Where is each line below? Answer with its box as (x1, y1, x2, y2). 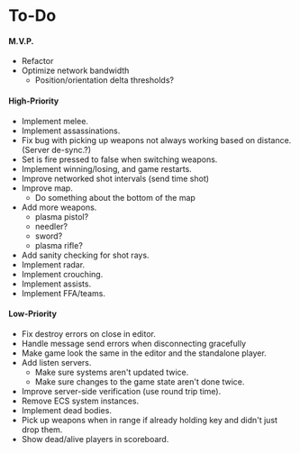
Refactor (21, 56, 54, 67)
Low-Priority (8, 308, 58, 320)
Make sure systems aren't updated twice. (34, 367, 189, 377)
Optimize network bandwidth (21, 65, 130, 77)
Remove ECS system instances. (21, 395, 140, 406)
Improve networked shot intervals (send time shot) (21, 173, 209, 184)
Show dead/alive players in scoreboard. (21, 433, 169, 444)
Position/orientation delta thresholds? (34, 75, 175, 86)
